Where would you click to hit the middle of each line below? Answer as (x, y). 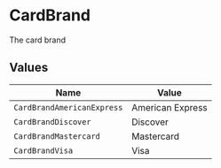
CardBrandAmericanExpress (68, 107)
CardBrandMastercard (57, 136)
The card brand (38, 40)
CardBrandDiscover (52, 122)
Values (29, 68)
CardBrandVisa (43, 150)
